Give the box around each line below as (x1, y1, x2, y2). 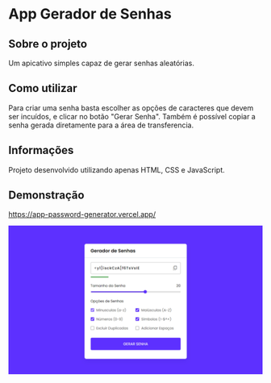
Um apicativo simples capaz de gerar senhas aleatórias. (8, 58, 195, 68)
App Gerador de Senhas (8, 5, 172, 23)
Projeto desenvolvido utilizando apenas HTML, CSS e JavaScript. (8, 164, 225, 174)
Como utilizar (8, 81, 78, 95)
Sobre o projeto (8, 37, 87, 51)
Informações (8, 144, 74, 157)
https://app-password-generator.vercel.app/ (8, 210, 156, 219)
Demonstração (8, 189, 85, 202)
